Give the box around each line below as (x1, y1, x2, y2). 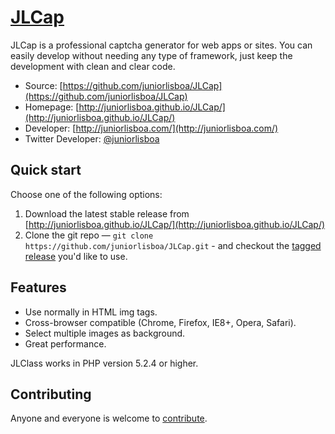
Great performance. (24, 337, 107, 350)
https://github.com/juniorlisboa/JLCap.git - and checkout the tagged (24, 239, 322, 251)
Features (10, 279, 67, 296)
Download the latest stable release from (24, 207, 190, 220)
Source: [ (24, 79, 63, 91)
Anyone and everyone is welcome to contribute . (10, 412, 208, 425)
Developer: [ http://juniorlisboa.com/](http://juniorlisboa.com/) (24, 122, 279, 134)
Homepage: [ (24, 101, 80, 113)
